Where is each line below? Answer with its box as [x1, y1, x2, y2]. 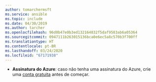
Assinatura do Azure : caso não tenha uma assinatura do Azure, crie [12, 66, 151, 72]
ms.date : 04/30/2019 [5, 21, 48, 26]
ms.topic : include [5, 16, 43, 21]
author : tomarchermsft [5, 7, 52, 12]
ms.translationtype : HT [5, 39, 54, 44]
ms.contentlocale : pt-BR [5, 44, 56, 49]
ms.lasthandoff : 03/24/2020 [5, 48, 63, 53]
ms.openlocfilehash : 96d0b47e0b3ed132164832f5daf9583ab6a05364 [5, 30, 138, 35]
